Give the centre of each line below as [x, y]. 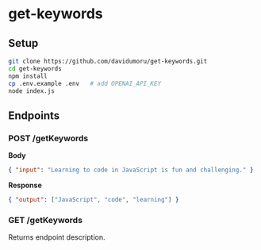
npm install [28, 76]
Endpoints [34, 115]
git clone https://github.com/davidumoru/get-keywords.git [108, 61]
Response [25, 185]
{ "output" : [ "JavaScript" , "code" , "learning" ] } [94, 199]
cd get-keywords [35, 68]
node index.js [32, 91]
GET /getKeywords [46, 220]
